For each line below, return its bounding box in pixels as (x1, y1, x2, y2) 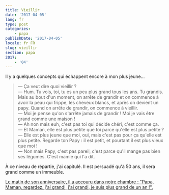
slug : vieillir (5, 45, 38, 50)
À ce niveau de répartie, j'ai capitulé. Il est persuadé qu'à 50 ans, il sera (5, 163, 155, 170)
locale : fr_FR (5, 41, 36, 46)
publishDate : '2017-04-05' (5, 36, 63, 41)
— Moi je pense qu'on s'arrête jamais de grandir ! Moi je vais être (17, 110, 155, 117)
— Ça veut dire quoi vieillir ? (17, 83, 77, 90)
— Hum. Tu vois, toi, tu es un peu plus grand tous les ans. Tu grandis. (17, 89, 164, 95)
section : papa (5, 50, 36, 55)
